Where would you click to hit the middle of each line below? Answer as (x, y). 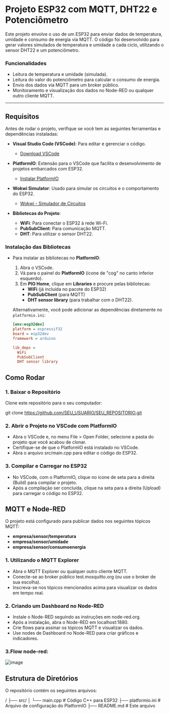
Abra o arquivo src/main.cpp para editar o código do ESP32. (75, 453)
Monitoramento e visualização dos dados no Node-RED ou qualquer (83, 91)
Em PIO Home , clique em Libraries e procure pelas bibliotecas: (85, 284)
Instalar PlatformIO (39, 178)
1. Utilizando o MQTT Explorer (42, 560)
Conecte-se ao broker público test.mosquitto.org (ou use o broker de (84, 576)
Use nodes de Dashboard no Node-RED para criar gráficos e (75, 633)
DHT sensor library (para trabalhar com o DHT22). (80, 300)
